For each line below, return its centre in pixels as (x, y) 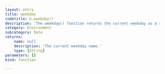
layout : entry (20, 10)
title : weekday (21, 14)
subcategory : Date (24, 32)
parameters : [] (21, 55)
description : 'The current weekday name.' (58, 46)
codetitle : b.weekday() (29, 19)
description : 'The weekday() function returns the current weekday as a (81, 23)
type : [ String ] (29, 50)
